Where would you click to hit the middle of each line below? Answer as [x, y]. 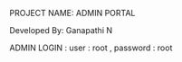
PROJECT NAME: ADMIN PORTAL [72, 13]
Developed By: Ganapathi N [61, 30]
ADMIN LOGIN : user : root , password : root [91, 48]
